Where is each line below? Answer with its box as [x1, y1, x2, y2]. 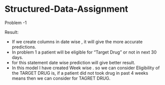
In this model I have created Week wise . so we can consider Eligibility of [11, 65, 160, 71]
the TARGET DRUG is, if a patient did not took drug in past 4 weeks [11, 70, 149, 76]
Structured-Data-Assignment [4, 3, 128, 15]
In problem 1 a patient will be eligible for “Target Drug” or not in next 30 [11, 49, 157, 55]
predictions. [11, 44, 37, 50]
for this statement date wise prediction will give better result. [11, 59, 135, 65]
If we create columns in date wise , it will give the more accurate [11, 38, 143, 45]
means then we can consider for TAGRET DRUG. [11, 75, 111, 81]
